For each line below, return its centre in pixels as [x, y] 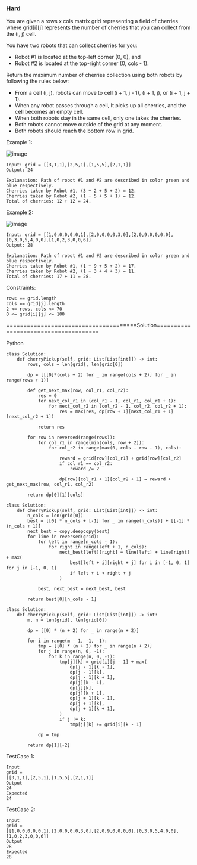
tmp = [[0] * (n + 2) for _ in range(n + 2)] [95, 646]
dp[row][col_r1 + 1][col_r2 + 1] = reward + [115, 479]
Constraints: [21, 288]
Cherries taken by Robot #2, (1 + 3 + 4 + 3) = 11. [71, 272]
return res [51, 427]
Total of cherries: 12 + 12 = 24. [49, 201]
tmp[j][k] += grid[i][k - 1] [106, 725]
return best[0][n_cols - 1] [62, 599]
